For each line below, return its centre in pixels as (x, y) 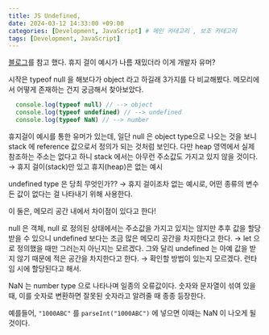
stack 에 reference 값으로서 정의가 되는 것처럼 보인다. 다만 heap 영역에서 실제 (132, 146)
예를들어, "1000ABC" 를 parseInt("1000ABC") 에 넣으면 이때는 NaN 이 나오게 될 (132, 312)
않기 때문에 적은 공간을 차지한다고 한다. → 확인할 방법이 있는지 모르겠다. (130, 258)
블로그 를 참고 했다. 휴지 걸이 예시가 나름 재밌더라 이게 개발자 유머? (112, 62)
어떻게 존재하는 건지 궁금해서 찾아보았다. (80, 90)
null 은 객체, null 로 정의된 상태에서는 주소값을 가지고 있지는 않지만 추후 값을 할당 (135, 228)
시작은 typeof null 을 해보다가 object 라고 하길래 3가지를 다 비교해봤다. (120, 80)
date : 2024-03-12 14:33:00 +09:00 (66, 23)
